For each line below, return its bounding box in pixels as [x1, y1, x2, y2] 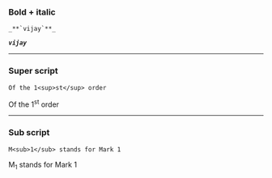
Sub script [8, 127, 50, 138]
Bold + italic [8, 6, 56, 18]
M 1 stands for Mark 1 [8, 159, 78, 172]
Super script [8, 66, 58, 77]
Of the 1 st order [8, 98, 59, 109]
